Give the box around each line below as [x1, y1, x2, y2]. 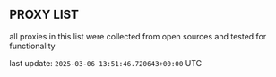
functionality [9, 40, 56, 51]
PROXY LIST [9, 7, 79, 22]
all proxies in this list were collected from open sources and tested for [9, 30, 267, 41]
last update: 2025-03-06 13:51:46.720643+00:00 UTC [9, 57, 203, 68]
